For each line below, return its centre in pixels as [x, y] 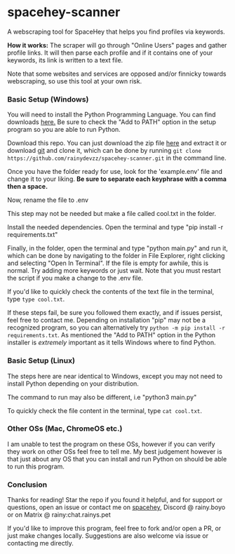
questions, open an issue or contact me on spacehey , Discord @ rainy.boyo [116, 507]
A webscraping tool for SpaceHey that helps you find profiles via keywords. [116, 32]
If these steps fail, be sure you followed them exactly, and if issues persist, [115, 313]
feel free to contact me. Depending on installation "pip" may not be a [106, 320]
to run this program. [36, 466]
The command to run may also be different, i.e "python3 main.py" [102, 397]
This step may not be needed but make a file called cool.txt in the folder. [112, 214]
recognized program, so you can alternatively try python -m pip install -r [116, 327]
